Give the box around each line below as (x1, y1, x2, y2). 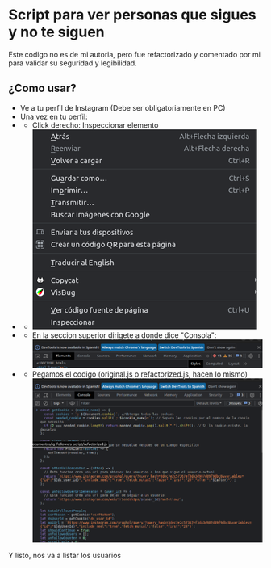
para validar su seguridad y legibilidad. (8, 58, 137, 68)
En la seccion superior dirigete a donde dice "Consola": (31, 330, 217, 340)
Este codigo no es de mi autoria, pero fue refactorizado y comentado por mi (8, 49, 261, 59)
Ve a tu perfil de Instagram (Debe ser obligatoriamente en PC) (19, 103, 226, 112)
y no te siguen (8, 23, 105, 41)
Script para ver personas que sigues (8, 6, 256, 24)
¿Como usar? (8, 82, 77, 95)
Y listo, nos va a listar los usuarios (8, 550, 122, 560)
